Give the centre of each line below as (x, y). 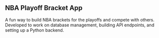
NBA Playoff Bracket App (44, 8)
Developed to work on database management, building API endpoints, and (80, 25)
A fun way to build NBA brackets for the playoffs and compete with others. (80, 19)
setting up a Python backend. (35, 30)
